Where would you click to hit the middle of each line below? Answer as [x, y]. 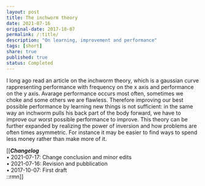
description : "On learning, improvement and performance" [82, 40]
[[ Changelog [23, 151]
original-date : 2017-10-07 [41, 29]
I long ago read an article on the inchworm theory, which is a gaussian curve [102, 80]
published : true [27, 57]
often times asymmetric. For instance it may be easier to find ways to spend [102, 132]
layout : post [23, 12]
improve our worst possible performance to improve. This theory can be [97, 119]
